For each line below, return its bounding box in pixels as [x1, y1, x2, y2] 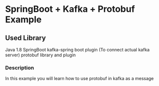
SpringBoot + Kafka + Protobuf [5, 3, 135, 15]
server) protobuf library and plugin [5, 52, 76, 58]
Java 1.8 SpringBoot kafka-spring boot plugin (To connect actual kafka [5, 47, 150, 52]
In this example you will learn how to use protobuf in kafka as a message [5, 76, 154, 82]
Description [5, 64, 34, 71]
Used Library [5, 34, 46, 42]
